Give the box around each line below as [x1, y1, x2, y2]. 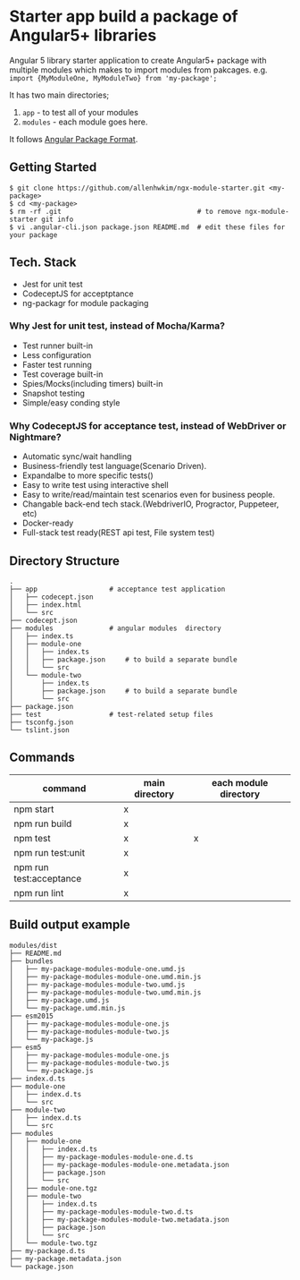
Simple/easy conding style [21, 397, 121, 408]
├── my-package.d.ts [9, 1246, 87, 1255]
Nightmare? [9, 431, 62, 443]
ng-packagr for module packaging [21, 297, 149, 308]
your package [9, 230, 58, 239]
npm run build [13, 817, 72, 830]
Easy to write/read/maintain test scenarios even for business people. [21, 490, 275, 500]
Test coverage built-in [21, 369, 104, 380]
